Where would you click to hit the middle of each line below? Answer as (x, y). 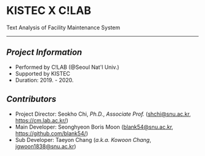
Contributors (31, 99)
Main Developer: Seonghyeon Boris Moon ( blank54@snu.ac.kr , (94, 127)
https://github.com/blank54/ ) (52, 133)
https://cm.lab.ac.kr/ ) (42, 120)
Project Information (44, 52)
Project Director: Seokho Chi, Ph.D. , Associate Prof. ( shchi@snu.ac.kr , (103, 114)
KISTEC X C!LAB (49, 11)
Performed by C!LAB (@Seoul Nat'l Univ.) (67, 67)
